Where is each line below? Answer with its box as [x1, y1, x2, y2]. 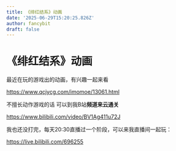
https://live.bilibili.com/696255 [6, 138, 84, 145]
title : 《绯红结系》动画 [6, 9, 63, 15]
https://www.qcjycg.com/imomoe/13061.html [6, 88, 120, 96]
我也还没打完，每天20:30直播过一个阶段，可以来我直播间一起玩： [6, 126, 172, 133]
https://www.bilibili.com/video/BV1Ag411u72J [6, 113, 121, 120]
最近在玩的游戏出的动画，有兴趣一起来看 [6, 76, 109, 83]
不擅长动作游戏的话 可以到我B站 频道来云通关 [6, 101, 120, 108]
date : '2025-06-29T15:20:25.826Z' [6, 15, 95, 21]
